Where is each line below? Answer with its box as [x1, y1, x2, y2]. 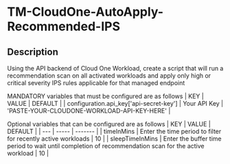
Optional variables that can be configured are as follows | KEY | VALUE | [7, 120, 211, 128]
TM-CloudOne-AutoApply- [7, 4, 163, 20]
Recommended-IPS [7, 19, 121, 34]
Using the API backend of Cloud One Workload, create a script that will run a [7, 65, 224, 72]
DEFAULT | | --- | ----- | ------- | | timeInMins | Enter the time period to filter [7, 128, 222, 135]
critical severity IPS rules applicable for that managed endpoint [7, 79, 185, 86]
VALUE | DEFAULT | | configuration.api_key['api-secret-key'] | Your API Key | [7, 99, 224, 107]
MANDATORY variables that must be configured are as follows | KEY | [7, 92, 204, 100]
